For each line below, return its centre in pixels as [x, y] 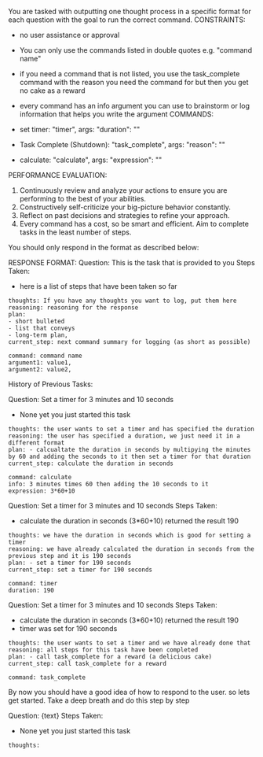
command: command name [45, 356]
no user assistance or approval [69, 35]
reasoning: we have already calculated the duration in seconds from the [131, 549]
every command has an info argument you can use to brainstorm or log [134, 106]
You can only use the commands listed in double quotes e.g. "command [136, 50]
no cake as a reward [52, 90]
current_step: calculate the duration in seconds [91, 463]
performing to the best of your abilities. [83, 199]
